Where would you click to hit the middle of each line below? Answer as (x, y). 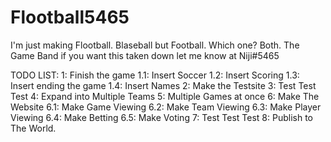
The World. (33, 128)
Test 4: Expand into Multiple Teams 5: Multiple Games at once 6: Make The (165, 96)
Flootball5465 (70, 17)
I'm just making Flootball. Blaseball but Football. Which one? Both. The (155, 45)
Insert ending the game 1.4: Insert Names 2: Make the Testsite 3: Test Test (163, 85)
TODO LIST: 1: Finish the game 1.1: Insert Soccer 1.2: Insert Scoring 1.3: (155, 75)
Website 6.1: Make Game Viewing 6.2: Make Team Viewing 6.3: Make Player (166, 107)
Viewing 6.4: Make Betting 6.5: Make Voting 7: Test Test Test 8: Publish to (162, 117)
